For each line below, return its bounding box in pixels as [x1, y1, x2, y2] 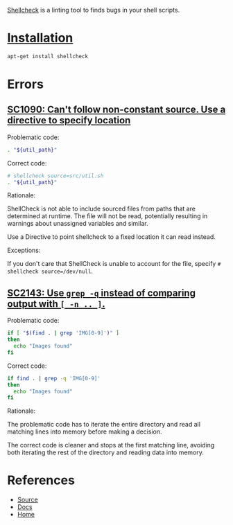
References [7, 472, 75, 488]
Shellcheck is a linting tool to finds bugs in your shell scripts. [7, 6, 180, 14]
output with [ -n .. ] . [7, 298, 105, 310]
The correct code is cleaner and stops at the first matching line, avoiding [7, 441, 215, 450]
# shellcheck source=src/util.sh [7, 172, 104, 179]
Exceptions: [7, 246, 41, 255]
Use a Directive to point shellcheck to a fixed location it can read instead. [7, 233, 216, 241]
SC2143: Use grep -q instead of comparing [7, 287, 196, 299]
